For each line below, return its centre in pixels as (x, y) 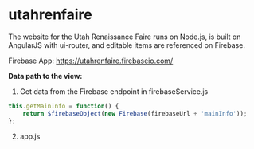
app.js (30, 136)
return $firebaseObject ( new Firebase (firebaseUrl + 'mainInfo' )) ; (135, 113)
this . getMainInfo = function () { (64, 106)
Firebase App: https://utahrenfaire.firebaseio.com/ (91, 61)
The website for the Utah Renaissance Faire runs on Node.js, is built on (125, 37)
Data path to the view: (45, 76)
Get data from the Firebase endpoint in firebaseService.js (114, 91)
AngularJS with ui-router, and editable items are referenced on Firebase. (127, 45)
